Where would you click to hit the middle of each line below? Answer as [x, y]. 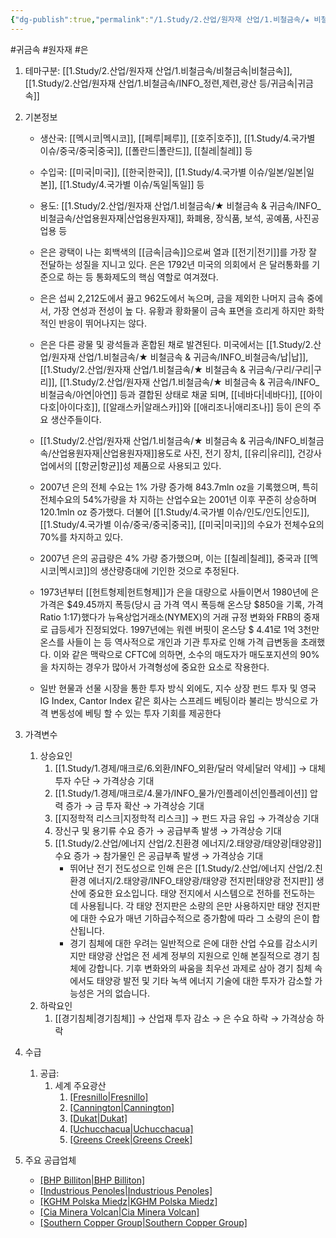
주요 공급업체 [50, 1160]
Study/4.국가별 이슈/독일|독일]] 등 [138, 184]
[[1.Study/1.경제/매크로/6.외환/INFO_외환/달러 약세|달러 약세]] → [181, 768]
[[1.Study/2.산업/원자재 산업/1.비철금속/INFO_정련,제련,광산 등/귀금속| [161, 83]
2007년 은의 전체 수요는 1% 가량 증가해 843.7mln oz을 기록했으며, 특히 [179, 487]
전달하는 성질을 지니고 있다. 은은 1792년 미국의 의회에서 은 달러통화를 [174, 264]
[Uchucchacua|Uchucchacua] [131, 1128]
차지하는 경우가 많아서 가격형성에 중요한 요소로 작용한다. [160, 667]
